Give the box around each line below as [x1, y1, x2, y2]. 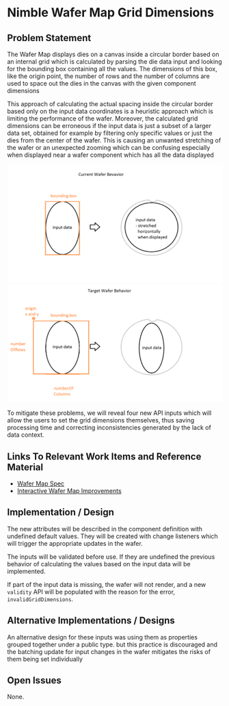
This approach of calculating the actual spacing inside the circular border [7, 100, 214, 108]
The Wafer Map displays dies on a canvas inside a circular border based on [7, 50, 219, 58]
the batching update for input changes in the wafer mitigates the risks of [7, 647, 211, 655]
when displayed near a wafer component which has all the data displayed [7, 151, 214, 159]
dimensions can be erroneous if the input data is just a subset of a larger [7, 122, 212, 129]
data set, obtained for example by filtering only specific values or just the [7, 129, 213, 137]
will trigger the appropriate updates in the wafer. [7, 539, 144, 547]
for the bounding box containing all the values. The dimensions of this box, [7, 65, 217, 73]
